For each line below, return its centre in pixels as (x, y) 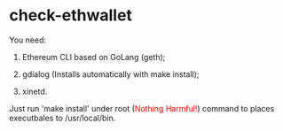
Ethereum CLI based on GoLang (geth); (94, 57)
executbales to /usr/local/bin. (63, 118)
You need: (28, 40)
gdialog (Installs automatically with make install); (110, 74)
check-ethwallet (71, 15)
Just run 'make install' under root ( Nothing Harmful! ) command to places (142, 108)
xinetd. (35, 91)
